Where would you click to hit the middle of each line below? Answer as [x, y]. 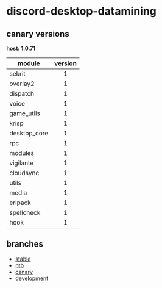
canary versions [38, 34]
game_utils [25, 113]
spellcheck [25, 213]
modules [22, 153]
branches [25, 244]
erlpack [20, 203]
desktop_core [29, 133]
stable [23, 259]
